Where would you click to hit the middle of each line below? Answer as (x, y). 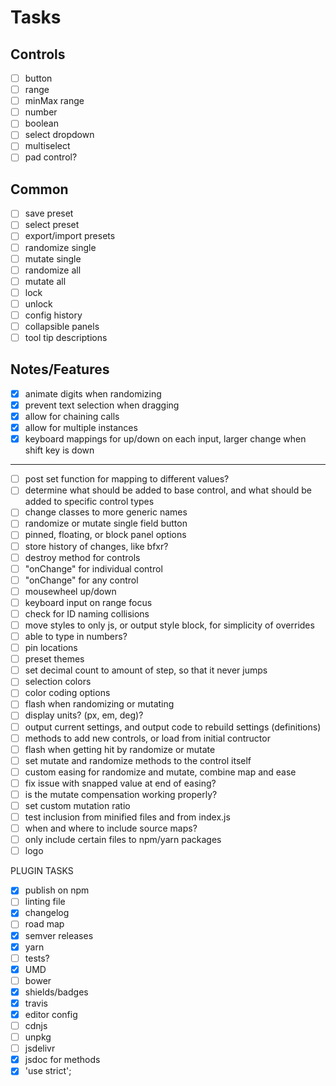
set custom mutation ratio (77, 805)
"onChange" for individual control (93, 568)
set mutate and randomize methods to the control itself (138, 760)
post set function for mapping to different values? (127, 479)
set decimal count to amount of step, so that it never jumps (146, 670)
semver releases (59, 935)
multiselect (47, 146)
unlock (38, 303)
